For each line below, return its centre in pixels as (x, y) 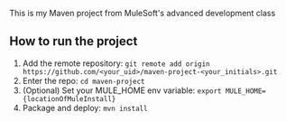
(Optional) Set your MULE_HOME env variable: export (122, 90)
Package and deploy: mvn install (85, 108)
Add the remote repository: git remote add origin (116, 63)
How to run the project (74, 41)
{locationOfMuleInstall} (69, 99)
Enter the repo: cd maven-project (83, 80)
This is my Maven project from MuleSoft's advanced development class (143, 13)
